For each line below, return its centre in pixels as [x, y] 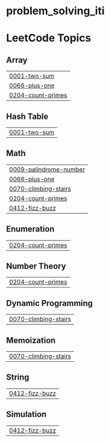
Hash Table [27, 116]
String [18, 378]
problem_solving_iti [55, 11]
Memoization [31, 340]
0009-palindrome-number [47, 169]
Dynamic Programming [49, 303]
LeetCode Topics [49, 38]
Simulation [26, 414]
